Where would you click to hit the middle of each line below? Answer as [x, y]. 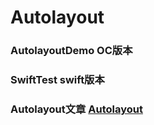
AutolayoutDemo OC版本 [71, 51]
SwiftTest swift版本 [57, 80]
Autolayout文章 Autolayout [76, 109]
